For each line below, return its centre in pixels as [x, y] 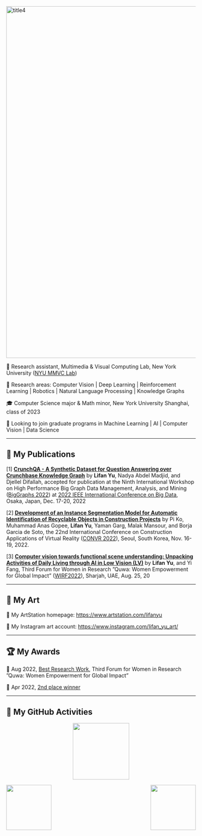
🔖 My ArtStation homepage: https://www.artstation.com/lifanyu [84, 615]
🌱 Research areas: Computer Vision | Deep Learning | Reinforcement [91, 385]
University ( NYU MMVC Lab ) [42, 373]
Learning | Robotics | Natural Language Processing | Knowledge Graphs [95, 391]
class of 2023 [23, 412]
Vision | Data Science [33, 430]
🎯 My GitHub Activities [50, 712]
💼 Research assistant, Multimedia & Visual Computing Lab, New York [91, 366]
